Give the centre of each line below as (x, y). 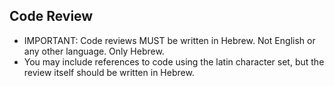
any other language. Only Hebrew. (94, 51)
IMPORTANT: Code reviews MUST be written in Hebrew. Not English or (169, 40)
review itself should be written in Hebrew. (109, 72)
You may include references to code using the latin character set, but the (174, 61)
